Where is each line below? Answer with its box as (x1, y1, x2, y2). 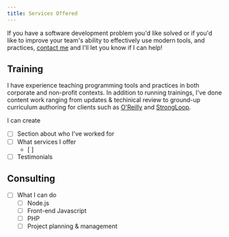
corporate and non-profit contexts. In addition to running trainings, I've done (7, 88, 222, 97)
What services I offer (16, 138, 77, 146)
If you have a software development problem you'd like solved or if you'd (7, 29, 213, 37)
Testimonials (16, 152, 53, 161)
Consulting (7, 173, 56, 185)
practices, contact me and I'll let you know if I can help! (7, 43, 163, 51)
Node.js (27, 199, 50, 207)
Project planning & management (27, 222, 118, 230)
